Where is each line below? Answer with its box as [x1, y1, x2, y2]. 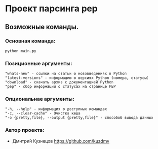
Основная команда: [5, 37, 56, 44]
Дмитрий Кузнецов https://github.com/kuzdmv [12, 138, 110, 144]
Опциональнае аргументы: [5, 96, 75, 103]
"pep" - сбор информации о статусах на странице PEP [5, 84, 116, 89]
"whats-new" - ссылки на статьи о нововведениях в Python [5, 71, 127, 76]
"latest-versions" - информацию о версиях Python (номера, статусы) [5, 75, 149, 80]
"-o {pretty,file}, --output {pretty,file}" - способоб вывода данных [5, 115, 154, 120]
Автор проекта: [5, 127, 44, 134]
